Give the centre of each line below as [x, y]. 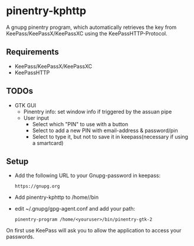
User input [36, 118]
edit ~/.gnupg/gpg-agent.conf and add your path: [75, 209]
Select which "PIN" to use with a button [80, 124]
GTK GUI [25, 105]
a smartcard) [48, 143]
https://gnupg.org [37, 186]
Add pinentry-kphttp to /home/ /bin [57, 197]
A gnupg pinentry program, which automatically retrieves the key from [91, 27]
